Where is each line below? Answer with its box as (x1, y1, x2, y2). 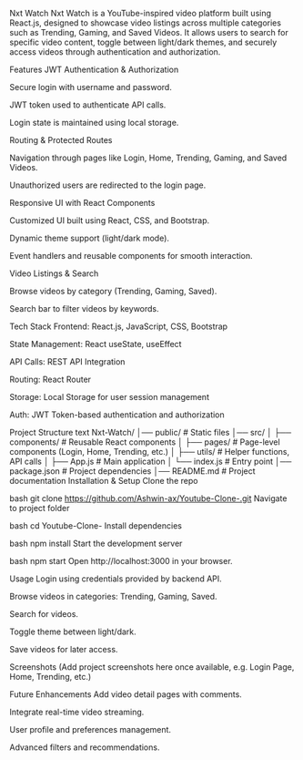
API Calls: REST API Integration (9, 356, 126, 367)
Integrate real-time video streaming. (9, 706, 145, 717)
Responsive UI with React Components (9, 198, 156, 208)
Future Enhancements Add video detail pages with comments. (9, 689, 243, 700)
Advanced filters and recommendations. (9, 742, 160, 753)
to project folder (9, 503, 70, 513)
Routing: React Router (9, 374, 92, 385)
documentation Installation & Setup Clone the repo (9, 476, 198, 486)
